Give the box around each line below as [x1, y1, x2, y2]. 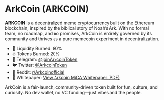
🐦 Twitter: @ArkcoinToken [12, 62, 67, 68]
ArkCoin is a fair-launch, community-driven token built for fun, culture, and [5, 84, 158, 90]
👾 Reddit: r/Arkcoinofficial [12, 69, 65, 75]
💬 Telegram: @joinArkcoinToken [12, 56, 78, 62]
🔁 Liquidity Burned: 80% [12, 45, 63, 51]
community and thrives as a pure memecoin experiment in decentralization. [5, 36, 160, 42]
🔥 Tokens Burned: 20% [12, 51, 60, 57]
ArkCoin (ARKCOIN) [5, 3, 89, 15]
